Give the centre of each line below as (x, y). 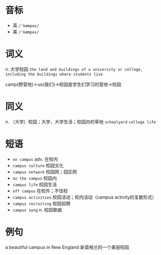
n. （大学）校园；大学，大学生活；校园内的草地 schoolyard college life (80, 122)
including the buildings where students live (54, 74)
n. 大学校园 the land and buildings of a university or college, (74, 69)
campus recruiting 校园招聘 (42, 203)
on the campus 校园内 (35, 178)
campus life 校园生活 (35, 184)
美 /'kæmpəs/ (26, 31)
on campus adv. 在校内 (35, 159)
